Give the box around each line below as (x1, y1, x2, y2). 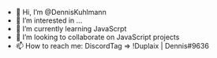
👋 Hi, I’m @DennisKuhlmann (15, 8, 107, 16)
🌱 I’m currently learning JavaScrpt (15, 24, 127, 33)
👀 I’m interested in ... (15, 16, 83, 25)
